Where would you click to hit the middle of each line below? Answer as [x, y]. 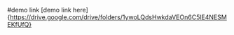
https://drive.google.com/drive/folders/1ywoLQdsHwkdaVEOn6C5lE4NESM [118, 17]
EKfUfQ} [20, 24]
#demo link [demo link [39, 10]
